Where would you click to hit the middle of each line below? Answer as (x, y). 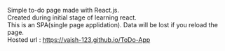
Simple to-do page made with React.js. (63, 10)
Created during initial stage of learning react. (72, 17)
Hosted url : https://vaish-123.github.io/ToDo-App (79, 40)
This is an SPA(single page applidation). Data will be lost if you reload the (113, 25)
